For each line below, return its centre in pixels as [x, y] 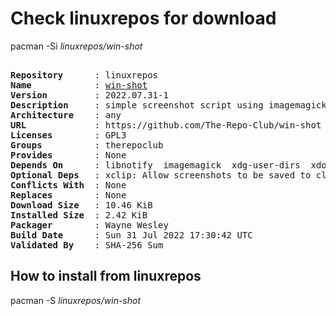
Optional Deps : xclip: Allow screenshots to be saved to [161, 175]
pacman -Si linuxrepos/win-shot [76, 46]
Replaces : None [68, 195]
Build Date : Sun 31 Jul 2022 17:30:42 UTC [131, 235]
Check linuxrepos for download [143, 18]
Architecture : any [66, 115]
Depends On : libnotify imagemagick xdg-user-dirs [155, 165]
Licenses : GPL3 [68, 135]
